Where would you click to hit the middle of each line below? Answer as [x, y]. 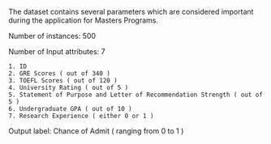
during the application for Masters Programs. [84, 20]
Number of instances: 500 [52, 36]
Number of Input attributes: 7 [57, 51]
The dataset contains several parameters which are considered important [131, 12]
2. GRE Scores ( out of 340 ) [60, 74]
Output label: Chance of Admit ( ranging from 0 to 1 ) [96, 131]
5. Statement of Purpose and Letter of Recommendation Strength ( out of [136, 95]
